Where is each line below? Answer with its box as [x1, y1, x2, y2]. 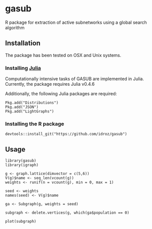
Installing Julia [5, 64, 41, 71]
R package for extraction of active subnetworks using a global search [5, 19, 147, 25]
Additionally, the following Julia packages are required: [5, 91, 117, 97]
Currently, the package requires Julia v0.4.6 [5, 81, 95, 87]
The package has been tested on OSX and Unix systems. [5, 52, 121, 58]
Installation [5, 39, 41, 48]
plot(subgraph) [5, 219, 37, 224]
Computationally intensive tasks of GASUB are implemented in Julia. [5, 76, 145, 82]
